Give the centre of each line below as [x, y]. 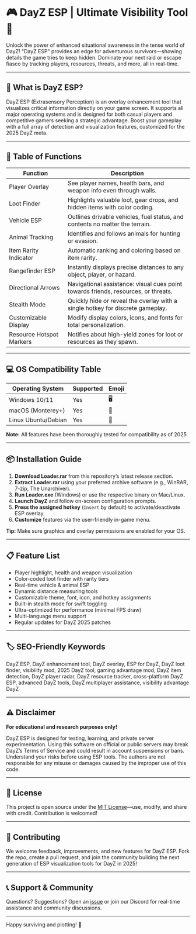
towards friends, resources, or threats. [120, 291]
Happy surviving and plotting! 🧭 [44, 925]
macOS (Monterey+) [37, 411]
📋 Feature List [33, 555]
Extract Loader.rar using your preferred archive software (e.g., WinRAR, [101, 482]
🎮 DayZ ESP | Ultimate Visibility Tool [97, 13]
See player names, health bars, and [116, 183]
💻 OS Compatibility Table [54, 369]
